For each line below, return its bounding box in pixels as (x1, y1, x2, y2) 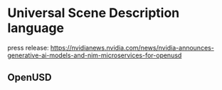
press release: (7, 43, 49, 52)
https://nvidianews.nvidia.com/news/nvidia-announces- (50, 43, 215, 52)
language (7, 20, 65, 36)
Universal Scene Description (7, 5, 180, 21)
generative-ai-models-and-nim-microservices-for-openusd (7, 51, 182, 60)
